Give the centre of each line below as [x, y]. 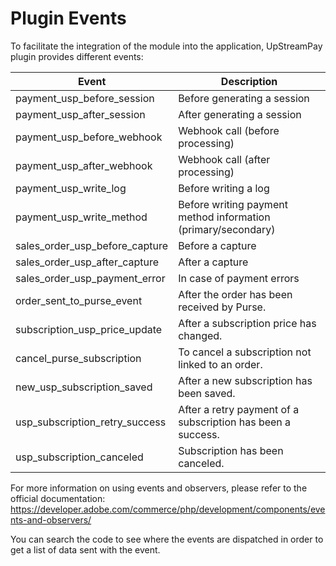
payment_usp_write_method [81, 217]
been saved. [207, 393]
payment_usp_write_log [71, 188]
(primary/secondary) [227, 229]
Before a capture [217, 245]
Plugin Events [68, 18]
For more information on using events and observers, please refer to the [159, 488]
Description [249, 81]
